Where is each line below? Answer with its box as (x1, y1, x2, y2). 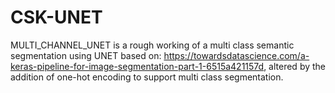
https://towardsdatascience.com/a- (163, 49, 310, 61)
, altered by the (263, 60, 327, 72)
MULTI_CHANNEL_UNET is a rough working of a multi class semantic (10, 39, 295, 51)
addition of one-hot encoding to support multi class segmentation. (10, 71, 284, 83)
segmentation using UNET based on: (10, 49, 162, 61)
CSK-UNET (10, 6, 103, 29)
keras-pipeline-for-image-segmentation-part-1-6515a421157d (10, 60, 265, 72)
